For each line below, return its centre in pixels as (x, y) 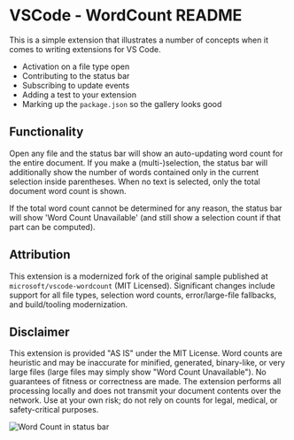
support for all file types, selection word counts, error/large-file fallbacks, (143, 295)
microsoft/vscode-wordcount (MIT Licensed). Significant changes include (143, 285)
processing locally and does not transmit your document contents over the (145, 391)
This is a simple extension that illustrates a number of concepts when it (139, 40)
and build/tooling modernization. (69, 304)
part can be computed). (52, 227)
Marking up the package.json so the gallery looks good (122, 104)
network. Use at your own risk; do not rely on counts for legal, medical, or (143, 400)
